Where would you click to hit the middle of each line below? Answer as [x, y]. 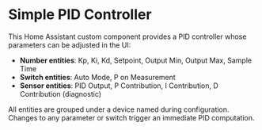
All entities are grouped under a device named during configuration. [119, 109]
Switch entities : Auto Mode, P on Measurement [97, 77]
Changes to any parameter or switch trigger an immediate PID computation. [131, 117]
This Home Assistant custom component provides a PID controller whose [127, 36]
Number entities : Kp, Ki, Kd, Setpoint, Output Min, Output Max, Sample [135, 60]
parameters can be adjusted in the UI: [70, 44]
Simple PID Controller [80, 15]
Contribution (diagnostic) [60, 94]
